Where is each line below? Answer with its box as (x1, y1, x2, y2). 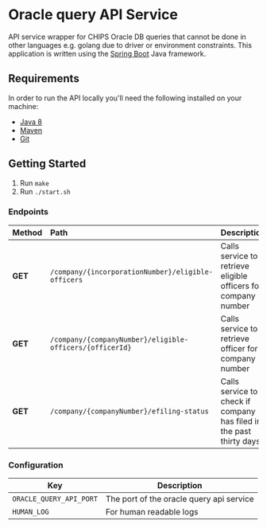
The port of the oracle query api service (105, 494, 254, 505)
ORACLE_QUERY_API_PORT (12, 495, 98, 503)
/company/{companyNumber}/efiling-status (50, 406, 209, 416)
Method (12, 227, 43, 238)
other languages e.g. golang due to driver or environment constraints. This (8, 40, 253, 49)
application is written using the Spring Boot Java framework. (8, 49, 207, 58)
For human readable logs (105, 506, 199, 518)
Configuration (8, 460, 64, 471)
